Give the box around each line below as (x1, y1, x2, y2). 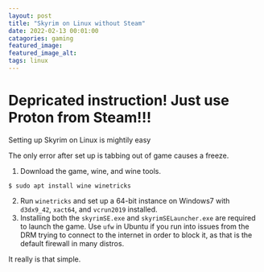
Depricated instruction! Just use (8, 92, 229, 109)
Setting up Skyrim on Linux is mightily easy (8, 134, 151, 145)
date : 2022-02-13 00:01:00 (8, 27, 99, 35)
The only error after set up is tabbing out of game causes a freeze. (8, 150, 229, 160)
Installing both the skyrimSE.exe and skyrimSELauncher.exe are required (19, 212, 256, 222)
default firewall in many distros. (19, 238, 125, 248)
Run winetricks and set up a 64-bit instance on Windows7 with (19, 196, 230, 205)
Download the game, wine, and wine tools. (19, 166, 162, 175)
